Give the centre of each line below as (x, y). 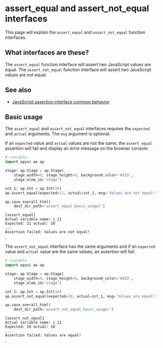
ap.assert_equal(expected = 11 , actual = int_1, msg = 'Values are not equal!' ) (82, 193)
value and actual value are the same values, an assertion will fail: (70, 252)
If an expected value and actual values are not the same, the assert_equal (79, 143)
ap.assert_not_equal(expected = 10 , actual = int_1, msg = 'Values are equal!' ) (82, 296)
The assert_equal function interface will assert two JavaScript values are (78, 64)
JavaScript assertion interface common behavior (61, 102)
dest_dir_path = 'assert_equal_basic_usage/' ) (59, 206)
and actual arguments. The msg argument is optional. (58, 134)
